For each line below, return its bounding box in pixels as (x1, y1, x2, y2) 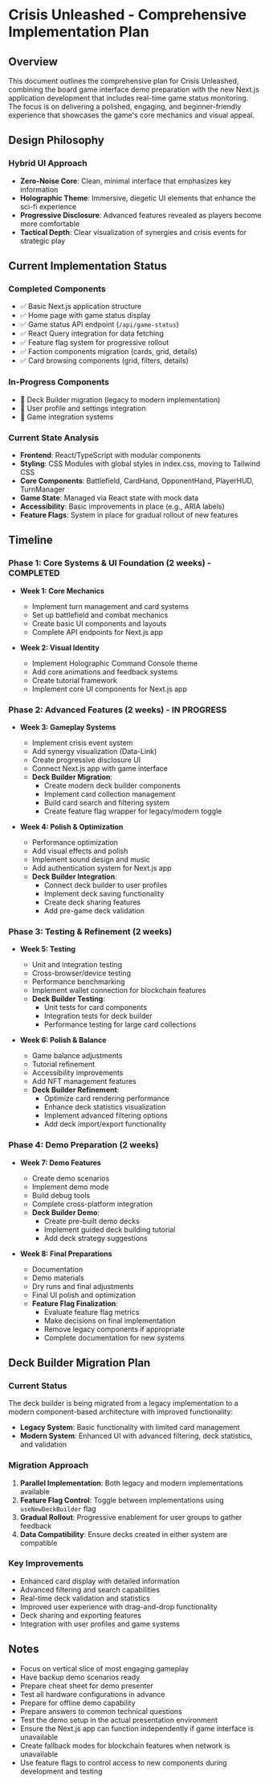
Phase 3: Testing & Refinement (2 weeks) (8, 925, 173, 937)
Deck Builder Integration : (31, 871, 118, 881)
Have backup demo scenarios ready (19, 1672, 141, 1682)
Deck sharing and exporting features (19, 1610, 142, 1620)
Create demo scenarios (31, 1173, 110, 1183)
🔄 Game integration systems (19, 412, 114, 422)
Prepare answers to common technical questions (19, 1706, 182, 1716)
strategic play (19, 236, 66, 245)
